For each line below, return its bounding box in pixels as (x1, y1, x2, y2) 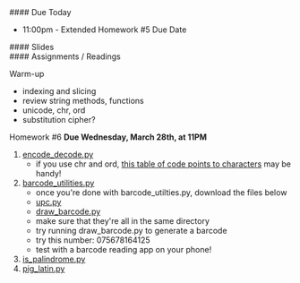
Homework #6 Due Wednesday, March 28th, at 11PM (9, 132, 208, 142)
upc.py (35, 197, 62, 207)
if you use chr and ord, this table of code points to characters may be (35, 159, 292, 169)
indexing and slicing (21, 86, 97, 96)
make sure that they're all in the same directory (35, 216, 210, 226)
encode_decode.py (21, 150, 94, 159)
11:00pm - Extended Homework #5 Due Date (21, 24, 187, 35)
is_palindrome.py (21, 253, 86, 264)
